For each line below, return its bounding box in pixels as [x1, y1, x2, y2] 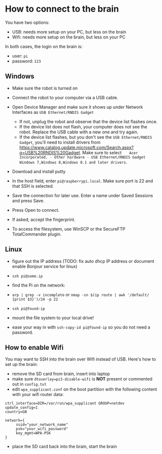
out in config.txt [12, 381, 47, 387]
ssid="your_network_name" [16, 422, 68, 427]
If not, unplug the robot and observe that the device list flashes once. [19, 118, 158, 125]
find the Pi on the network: [12, 282, 65, 288]
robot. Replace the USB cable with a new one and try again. [19, 129, 139, 135]
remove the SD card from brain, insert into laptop [12, 371, 110, 377]
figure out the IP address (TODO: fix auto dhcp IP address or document [12, 258, 154, 264]
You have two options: [5, 19, 50, 25]
